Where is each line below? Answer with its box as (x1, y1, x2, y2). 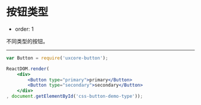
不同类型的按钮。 (6, 37, 48, 44)
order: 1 (14, 25, 34, 33)
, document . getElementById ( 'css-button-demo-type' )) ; (6, 93, 144, 100)
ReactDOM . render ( (6, 66, 50, 72)
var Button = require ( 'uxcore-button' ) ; (6, 55, 109, 61)
